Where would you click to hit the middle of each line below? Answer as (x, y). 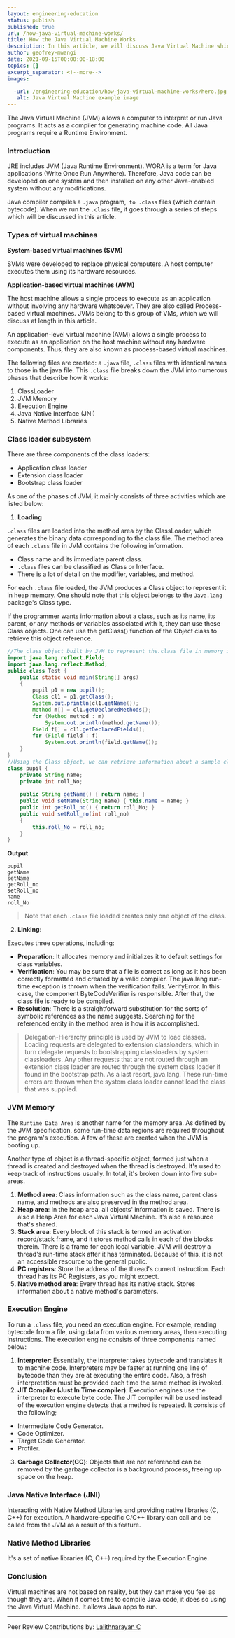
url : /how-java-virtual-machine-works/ (65, 33)
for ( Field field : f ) (65, 736)
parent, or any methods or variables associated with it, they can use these (114, 624)
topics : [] (23, 66)
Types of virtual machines (52, 235)
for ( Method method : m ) (69, 716)
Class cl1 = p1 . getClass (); (73, 697)
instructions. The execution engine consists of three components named (112, 1339)
